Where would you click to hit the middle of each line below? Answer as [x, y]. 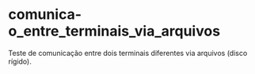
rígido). [20, 61]
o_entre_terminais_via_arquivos [114, 31]
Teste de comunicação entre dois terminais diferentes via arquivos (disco [128, 53]
